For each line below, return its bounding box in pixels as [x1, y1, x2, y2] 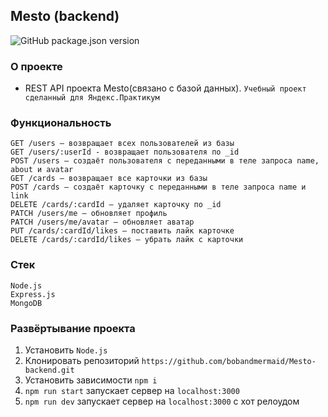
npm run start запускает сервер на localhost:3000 [24, 385, 240, 396]
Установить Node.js [24, 344, 108, 356]
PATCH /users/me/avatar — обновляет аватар [10, 217, 195, 228]
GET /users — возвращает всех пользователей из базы [10, 139, 235, 149]
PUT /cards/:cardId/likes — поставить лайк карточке [10, 226, 235, 236]
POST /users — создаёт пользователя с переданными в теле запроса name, [10, 156, 320, 166]
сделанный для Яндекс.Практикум [24, 93, 160, 103]
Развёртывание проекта [10, 321, 136, 335]
